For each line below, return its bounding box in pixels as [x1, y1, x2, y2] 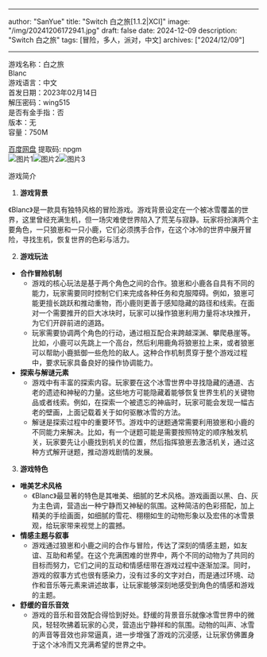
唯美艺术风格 [19, 481, 62, 490]
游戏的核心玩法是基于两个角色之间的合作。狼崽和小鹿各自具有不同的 [31, 279, 255, 288]
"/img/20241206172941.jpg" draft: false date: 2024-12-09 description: [8, 25, 238, 35]
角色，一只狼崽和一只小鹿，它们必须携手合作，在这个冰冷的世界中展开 [14, 225, 245, 234]
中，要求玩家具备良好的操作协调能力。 [31, 358, 157, 367]
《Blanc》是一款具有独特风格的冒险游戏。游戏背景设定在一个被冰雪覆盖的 [8, 205, 242, 214]
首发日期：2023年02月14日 [8, 88, 98, 97]
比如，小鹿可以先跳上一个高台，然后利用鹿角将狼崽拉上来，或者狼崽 [31, 338, 255, 347]
